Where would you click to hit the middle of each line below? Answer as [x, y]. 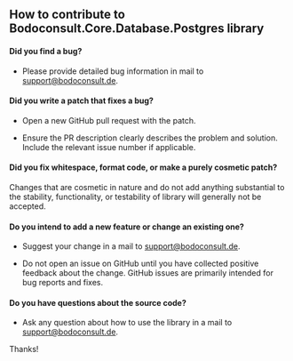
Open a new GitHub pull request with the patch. [109, 120]
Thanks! [24, 349]
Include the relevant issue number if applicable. [109, 147]
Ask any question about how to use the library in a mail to [127, 323]
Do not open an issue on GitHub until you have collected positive [140, 264]
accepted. [28, 206]
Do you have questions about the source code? [98, 302]
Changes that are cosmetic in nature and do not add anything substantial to [147, 187]
